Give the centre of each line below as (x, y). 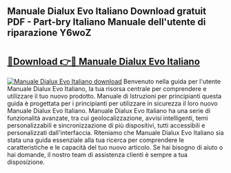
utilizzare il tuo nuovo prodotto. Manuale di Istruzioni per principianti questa (114, 96)
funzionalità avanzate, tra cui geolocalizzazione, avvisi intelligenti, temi (108, 118)
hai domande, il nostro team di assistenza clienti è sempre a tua (98, 155)
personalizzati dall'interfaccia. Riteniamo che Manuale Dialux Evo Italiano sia (115, 133)
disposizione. (26, 162)
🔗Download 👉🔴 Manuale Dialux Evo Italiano (103, 61)
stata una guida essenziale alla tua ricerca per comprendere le (96, 140)
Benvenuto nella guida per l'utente (172, 81)
